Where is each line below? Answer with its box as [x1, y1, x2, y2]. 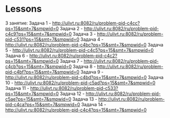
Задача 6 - [5, 52, 29, 59]
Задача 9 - [80, 68, 104, 75]
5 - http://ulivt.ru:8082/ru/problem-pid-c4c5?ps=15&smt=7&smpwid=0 [5, 47, 154, 53]
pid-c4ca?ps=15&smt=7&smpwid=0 [5, 101, 80, 107]
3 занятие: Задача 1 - [5, 20, 51, 26]
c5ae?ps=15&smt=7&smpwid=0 [5, 96, 72, 102]
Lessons [5, 3, 42, 15]
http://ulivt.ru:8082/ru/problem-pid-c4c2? [29, 52, 118, 59]
